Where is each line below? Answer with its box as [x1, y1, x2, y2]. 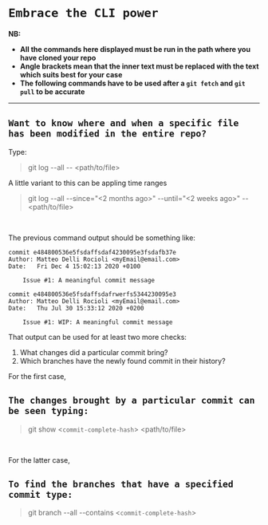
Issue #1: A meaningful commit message [22, 276, 156, 284]
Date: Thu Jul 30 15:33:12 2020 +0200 [8, 304, 145, 312]
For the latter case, [8, 455, 70, 464]
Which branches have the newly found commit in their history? [19, 356, 226, 365]
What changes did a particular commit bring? [19, 347, 168, 357]
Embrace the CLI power [8, 6, 159, 21]
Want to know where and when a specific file [8, 117, 239, 129]
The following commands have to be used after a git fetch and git [19, 78, 246, 88]
